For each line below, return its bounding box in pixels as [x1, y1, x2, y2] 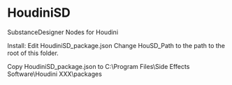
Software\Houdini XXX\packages [7, 70, 103, 78]
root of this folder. [7, 49, 59, 57]
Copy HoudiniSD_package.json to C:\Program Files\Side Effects [7, 62, 190, 70]
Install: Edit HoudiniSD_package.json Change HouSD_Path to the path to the [7, 41, 226, 49]
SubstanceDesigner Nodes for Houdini [7, 28, 119, 36]
